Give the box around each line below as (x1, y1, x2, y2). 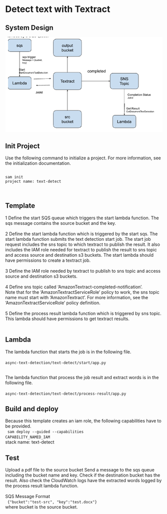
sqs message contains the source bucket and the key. (5, 220, 116, 226)
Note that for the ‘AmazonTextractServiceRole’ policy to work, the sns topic (5, 289, 159, 295)
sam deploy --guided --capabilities (7, 430, 84, 435)
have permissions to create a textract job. (5, 257, 91, 263)
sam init (5, 175, 23, 180)
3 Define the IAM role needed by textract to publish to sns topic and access (5, 268, 161, 274)
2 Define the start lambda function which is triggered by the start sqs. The (5, 231, 158, 237)
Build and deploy (5, 405, 58, 413)
